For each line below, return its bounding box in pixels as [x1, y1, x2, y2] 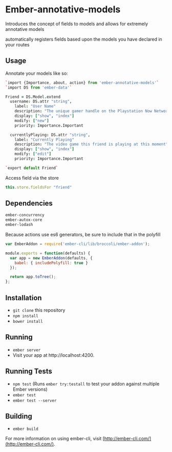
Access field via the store [5, 175, 59, 181]
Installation [5, 293, 42, 302]
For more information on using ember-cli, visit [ [5, 436, 105, 442]
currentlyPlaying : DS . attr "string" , [10, 132, 91, 137]
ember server [12, 347, 41, 353]
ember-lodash [5, 222, 33, 228]
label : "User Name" [14, 104, 56, 109]
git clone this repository [12, 307, 66, 313]
